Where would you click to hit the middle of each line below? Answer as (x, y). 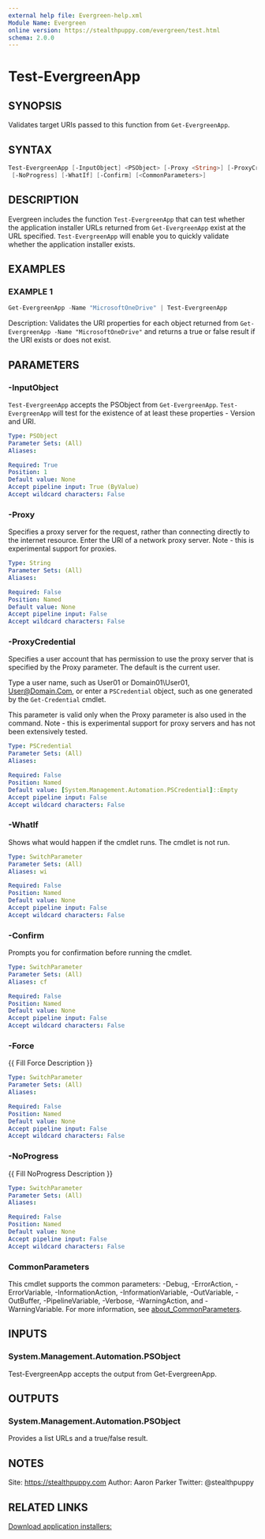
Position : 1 (28, 472)
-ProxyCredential (42, 642)
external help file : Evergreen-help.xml (76, 15)
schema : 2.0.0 (32, 38)
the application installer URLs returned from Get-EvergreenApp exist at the (127, 227)
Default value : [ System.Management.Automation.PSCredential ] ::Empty (123, 790)
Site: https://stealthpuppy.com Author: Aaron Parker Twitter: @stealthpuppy (131, 1482)
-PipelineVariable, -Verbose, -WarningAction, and (123, 1300)
